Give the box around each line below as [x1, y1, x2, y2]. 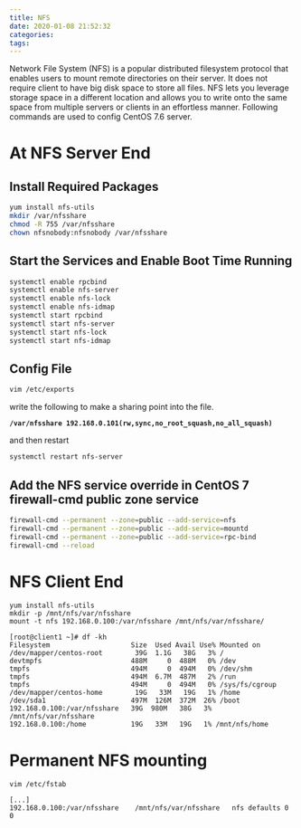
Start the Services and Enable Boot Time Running [9, 253, 293, 269]
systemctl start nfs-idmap [9, 336, 111, 345]
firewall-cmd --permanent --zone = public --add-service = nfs [9, 515, 237, 525]
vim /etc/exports [9, 385, 75, 395]
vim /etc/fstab [9, 780, 67, 789]
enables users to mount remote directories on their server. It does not [9, 73, 268, 84]
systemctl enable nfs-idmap [9, 302, 116, 312]
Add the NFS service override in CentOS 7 [9, 477, 249, 493]
